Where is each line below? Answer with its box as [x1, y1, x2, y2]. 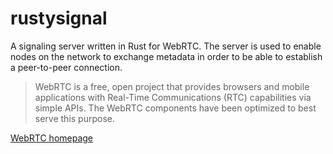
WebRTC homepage [10, 132, 94, 144]
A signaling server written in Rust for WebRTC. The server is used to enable [10, 40, 322, 52]
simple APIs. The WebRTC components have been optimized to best [34, 102, 317, 114]
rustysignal [10, 7, 108, 30]
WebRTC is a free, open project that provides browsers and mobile [34, 80, 310, 92]
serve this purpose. [34, 112, 115, 124]
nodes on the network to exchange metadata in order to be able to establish [10, 50, 323, 62]
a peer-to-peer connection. [10, 61, 123, 73]
